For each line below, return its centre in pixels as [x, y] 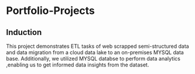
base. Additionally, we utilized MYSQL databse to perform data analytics [93, 59]
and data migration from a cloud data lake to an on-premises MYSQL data [95, 52]
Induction [24, 32]
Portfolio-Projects [51, 11]
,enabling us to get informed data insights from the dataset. [78, 65]
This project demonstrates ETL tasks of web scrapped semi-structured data [97, 46]
